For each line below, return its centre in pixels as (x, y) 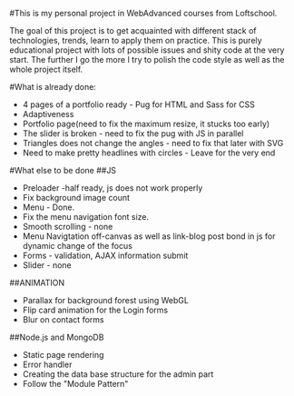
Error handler (47, 364)
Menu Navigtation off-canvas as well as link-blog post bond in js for (149, 236)
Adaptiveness (48, 114)
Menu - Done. (49, 207)
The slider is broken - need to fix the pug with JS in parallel (133, 134)
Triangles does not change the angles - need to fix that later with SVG (153, 143)
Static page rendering (63, 355)
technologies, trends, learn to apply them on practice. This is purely (136, 40)
